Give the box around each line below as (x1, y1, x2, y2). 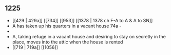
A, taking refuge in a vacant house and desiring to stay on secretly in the (12, 33, 166, 39)
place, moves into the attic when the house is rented (12, 39, 123, 45)
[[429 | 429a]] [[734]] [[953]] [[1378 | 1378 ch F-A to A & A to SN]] (12, 17, 153, 23)
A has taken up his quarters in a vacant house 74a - (12, 23, 122, 29)
